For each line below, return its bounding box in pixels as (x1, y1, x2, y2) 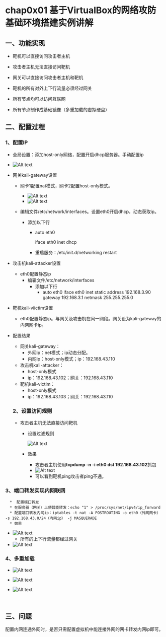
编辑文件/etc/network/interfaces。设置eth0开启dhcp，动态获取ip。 (20, 208, 159, 215)
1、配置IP (5, 139, 28, 146)
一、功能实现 (5, 39, 45, 47)
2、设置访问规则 (12, 407, 52, 414)
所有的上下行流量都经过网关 (20, 536, 78, 542)
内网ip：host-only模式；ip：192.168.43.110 (27, 356, 116, 362)
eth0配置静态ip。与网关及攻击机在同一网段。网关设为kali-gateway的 (20, 315, 161, 321)
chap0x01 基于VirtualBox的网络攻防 (5, 5, 156, 16)
